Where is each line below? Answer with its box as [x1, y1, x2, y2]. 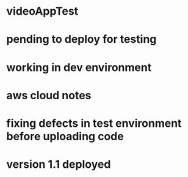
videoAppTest [6, 4, 79, 18]
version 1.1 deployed [6, 157, 111, 171]
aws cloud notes [6, 88, 92, 102]
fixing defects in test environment [6, 116, 182, 130]
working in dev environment [6, 60, 152, 74]
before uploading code [6, 129, 124, 143]
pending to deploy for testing [6, 32, 157, 47]
